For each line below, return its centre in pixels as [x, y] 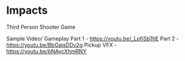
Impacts [27, 10]
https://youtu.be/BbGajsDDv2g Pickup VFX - [62, 45]
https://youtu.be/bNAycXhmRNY [46, 51]
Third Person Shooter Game [41, 27]
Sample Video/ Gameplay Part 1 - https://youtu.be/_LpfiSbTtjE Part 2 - [92, 38]
